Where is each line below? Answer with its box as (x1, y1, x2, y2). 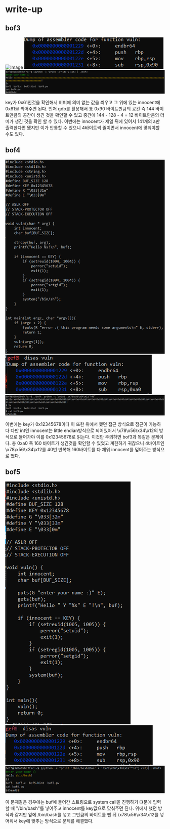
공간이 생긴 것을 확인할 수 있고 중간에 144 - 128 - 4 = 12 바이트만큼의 (22, 112, 159, 118)
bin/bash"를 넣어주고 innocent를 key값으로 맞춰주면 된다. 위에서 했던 (19, 805, 157, 811)
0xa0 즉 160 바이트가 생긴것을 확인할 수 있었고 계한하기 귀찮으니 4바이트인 (17, 440, 165, 446)
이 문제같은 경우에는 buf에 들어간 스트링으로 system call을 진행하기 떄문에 (5, 799, 152, 805)
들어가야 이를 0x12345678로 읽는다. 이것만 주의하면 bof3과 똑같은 (18, 433, 150, 440)
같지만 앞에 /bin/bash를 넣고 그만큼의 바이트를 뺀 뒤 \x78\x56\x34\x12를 (14, 811, 159, 817)
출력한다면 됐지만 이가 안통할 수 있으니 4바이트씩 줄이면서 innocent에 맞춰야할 (5, 124, 160, 130)
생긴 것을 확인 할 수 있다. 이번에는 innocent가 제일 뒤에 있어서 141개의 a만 (14, 118, 160, 124)
